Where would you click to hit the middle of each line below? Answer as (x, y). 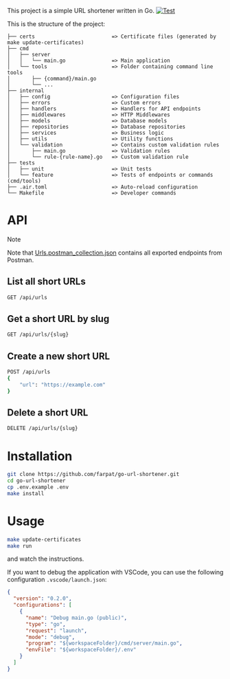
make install (26, 493)
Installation (40, 456)
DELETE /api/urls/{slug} (43, 429)
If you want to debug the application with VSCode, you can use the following (115, 572)
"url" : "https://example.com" (63, 385)
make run (20, 546)
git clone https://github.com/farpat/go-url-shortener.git (93, 475)
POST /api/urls (29, 372)
